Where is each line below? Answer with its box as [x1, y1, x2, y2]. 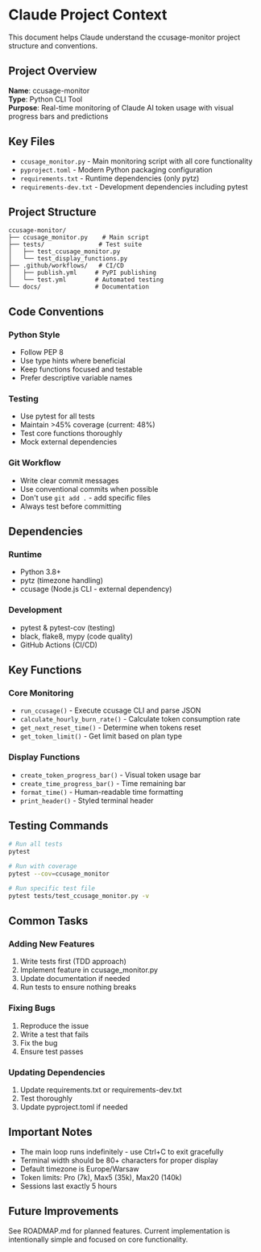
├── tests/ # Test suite [8, 240, 143, 249]
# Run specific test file [8, 884, 95, 892]
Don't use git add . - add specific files [19, 493, 151, 502]
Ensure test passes [19, 1046, 84, 1056]
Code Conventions [8, 305, 105, 318]
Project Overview [8, 64, 97, 78]
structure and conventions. [8, 40, 98, 50]
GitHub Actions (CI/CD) [19, 639, 98, 650]
